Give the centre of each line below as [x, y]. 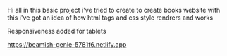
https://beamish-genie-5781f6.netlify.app [67, 44]
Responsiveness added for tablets [57, 31]
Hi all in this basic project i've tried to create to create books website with [114, 10]
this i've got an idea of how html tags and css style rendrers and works [110, 17]
